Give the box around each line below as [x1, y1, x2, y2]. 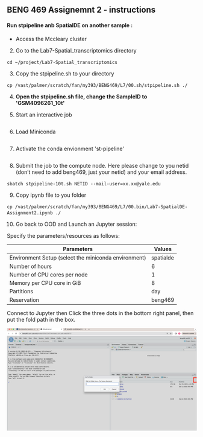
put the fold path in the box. [7, 316, 76, 324]
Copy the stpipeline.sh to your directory [15, 69, 114, 77]
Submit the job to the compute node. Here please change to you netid [15, 162, 189, 169]
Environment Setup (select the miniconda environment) [9, 254, 146, 261]
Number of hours [9, 263, 52, 270]
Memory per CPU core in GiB [9, 279, 81, 287]
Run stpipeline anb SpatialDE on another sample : [7, 21, 133, 29]
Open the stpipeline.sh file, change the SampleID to [15, 93, 148, 100]
